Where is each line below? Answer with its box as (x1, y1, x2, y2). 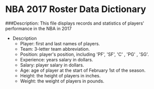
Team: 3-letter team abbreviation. (20, 46, 90, 52)
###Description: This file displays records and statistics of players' (5, 20, 144, 26)
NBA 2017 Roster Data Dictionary (5, 4, 146, 15)
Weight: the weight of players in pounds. (20, 78, 105, 84)
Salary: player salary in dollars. (20, 62, 84, 68)
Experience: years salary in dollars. (20, 56, 93, 62)
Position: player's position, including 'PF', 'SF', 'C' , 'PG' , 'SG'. (20, 51, 149, 57)
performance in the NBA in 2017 (5, 25, 72, 31)
